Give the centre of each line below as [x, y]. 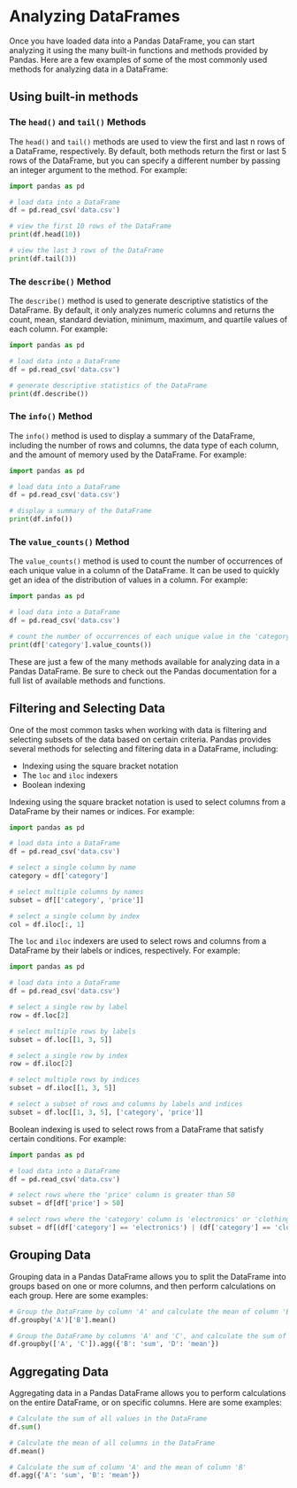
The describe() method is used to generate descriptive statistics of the [139, 301]
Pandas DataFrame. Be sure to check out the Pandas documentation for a [143, 671]
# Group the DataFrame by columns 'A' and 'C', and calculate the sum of [148, 1336]
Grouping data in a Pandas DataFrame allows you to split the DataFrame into [148, 1276]
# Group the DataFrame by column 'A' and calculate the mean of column [144, 1312]
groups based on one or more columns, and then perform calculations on [143, 1286]
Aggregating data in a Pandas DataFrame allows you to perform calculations [148, 1393]
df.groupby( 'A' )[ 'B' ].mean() [63, 1320]
